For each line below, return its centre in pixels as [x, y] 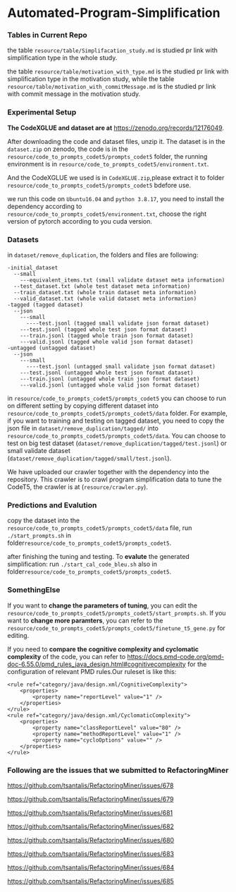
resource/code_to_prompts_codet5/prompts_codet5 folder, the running [107, 156]
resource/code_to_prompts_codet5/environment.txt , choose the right [107, 214]
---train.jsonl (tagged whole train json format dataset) [107, 336]
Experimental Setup [42, 112]
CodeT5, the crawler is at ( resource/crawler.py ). [77, 487]
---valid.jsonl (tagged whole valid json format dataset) [107, 342]
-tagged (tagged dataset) [45, 305]
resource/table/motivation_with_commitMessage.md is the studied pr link [112, 87]
